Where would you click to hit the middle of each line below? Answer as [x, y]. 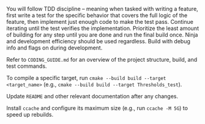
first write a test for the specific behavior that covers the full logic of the [97, 15]
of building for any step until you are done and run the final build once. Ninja [102, 35]
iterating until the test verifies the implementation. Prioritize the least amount [102, 28]
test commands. [27, 66]
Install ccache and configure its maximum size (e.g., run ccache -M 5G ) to [97, 108]
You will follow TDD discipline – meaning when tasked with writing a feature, [102, 9]
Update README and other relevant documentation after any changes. [92, 96]
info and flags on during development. [54, 48]
